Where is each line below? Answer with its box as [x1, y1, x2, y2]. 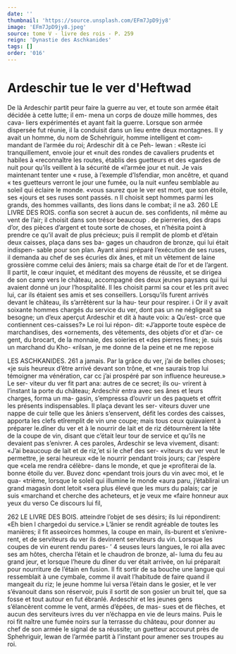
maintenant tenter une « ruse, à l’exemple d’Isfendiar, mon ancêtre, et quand [7, 171, 229, 179]
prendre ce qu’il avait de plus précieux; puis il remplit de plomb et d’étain [7, 230, 218, 239]
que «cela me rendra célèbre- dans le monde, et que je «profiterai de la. [7, 461, 216, 469]
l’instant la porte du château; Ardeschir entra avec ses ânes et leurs [7, 386, 204, 395]
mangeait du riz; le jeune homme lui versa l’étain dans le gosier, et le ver [7, 579, 217, 588]
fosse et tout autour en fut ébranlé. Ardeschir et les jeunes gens [7, 595, 193, 603]
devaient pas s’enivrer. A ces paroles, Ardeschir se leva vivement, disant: [7, 438, 220, 448]
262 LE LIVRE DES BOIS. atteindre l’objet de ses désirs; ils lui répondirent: [7, 512, 221, 521]
